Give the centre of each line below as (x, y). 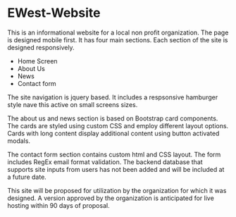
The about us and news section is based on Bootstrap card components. (113, 118)
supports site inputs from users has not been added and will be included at (116, 169)
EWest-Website (54, 13)
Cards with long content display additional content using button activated (113, 133)
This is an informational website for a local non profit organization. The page (118, 32)
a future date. (27, 177)
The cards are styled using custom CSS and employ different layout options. (118, 125)
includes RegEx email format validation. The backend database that (105, 162)
